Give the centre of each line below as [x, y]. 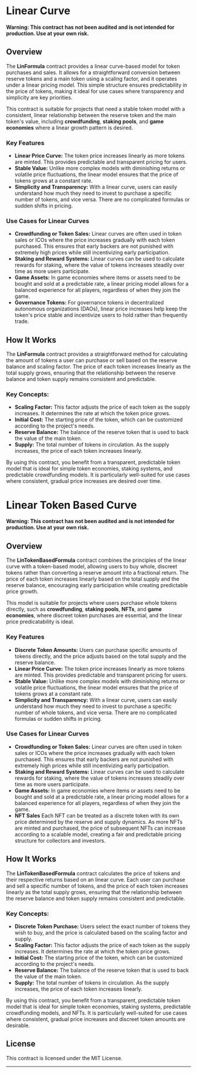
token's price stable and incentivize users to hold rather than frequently [101, 315]
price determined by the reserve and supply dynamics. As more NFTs [98, 822]
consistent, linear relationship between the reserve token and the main [91, 115]
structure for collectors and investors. [60, 840]
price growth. [22, 592]
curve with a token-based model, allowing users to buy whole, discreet [92, 567]
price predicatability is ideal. [40, 622]
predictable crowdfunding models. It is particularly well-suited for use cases [98, 475]
